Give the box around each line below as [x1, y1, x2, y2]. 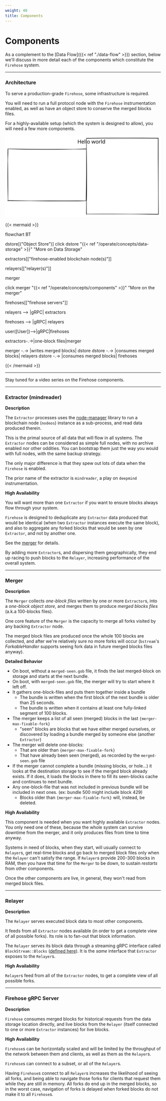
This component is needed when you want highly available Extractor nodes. [5, 819, 161, 825]
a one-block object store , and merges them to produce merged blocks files [5, 603, 158, 609]
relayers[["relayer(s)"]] [5, 265, 52, 271]
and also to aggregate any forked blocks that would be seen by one [5, 525, 142, 531]
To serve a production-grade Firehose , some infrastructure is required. [5, 90, 149, 96]
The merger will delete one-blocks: [12, 742, 84, 748]
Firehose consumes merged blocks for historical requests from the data [5, 1016, 151, 1022]
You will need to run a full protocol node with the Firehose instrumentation [5, 100, 156, 106]
